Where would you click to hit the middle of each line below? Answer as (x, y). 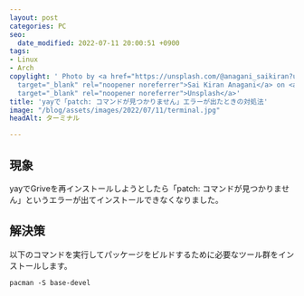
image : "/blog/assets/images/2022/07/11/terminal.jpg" (115, 110)
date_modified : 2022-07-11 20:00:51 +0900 (99, 43)
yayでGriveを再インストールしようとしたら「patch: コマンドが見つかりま (146, 188)
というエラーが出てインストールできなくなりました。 (124, 199)
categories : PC (38, 26)
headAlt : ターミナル (44, 118)
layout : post (34, 18)
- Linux (24, 60)
